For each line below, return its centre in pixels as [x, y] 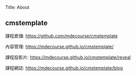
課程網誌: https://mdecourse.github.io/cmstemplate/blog [64, 68]
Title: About [17, 7]
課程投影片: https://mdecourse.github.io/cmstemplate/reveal [68, 57]
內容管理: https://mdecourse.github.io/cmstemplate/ [59, 46]
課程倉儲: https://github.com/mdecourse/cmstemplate [61, 36]
